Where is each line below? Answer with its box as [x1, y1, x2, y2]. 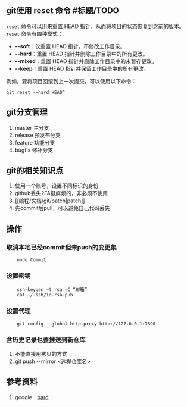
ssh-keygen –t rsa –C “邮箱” [17, 287, 88, 293]
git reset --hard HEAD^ [6, 89, 66, 95]
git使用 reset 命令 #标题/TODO [6, 5, 119, 16]
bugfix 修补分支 [14, 146, 54, 154]
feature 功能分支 [14, 139, 55, 146]
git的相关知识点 [6, 165, 64, 176]
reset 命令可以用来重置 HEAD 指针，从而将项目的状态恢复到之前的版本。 [6, 23, 185, 30]
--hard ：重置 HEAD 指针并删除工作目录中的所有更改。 [14, 50, 148, 57]
